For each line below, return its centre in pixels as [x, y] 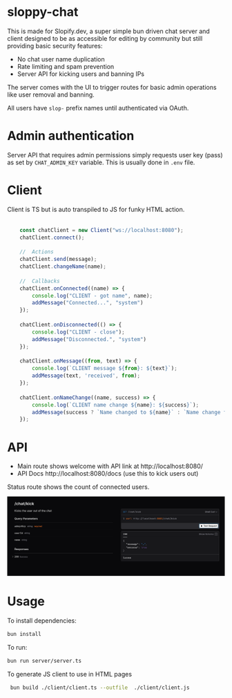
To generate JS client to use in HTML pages [70, 674]
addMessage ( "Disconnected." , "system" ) [89, 339]
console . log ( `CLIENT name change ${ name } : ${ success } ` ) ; [116, 405]
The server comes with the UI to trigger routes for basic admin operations [112, 87]
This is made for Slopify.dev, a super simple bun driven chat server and [109, 31]
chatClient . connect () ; [52, 237]
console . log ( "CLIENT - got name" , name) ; [93, 295]
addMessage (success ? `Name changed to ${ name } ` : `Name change [126, 412]
